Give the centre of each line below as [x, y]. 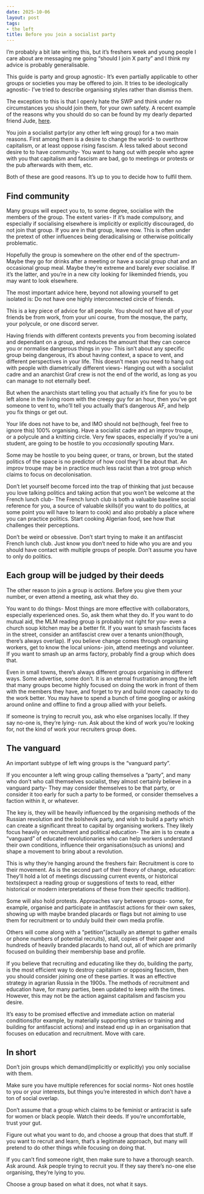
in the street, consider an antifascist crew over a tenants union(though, [95, 634]
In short [21, 1052]
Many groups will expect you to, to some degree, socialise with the [90, 210]
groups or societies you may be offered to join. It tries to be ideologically [97, 83]
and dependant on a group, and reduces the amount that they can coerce [98, 342]
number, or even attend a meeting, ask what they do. [72, 596]
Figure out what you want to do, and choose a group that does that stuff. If [100, 1135]
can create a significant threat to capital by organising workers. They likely [100, 825]
